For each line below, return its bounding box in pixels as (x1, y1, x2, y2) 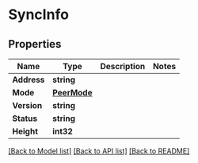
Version (12, 100, 43, 111)
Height (12, 126, 38, 137)
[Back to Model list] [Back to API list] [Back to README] (8, 146, 190, 156)
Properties (8, 37, 62, 51)
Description (100, 61, 146, 72)
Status (12, 113, 38, 124)
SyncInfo (8, 6, 70, 24)
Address (12, 74, 45, 85)
